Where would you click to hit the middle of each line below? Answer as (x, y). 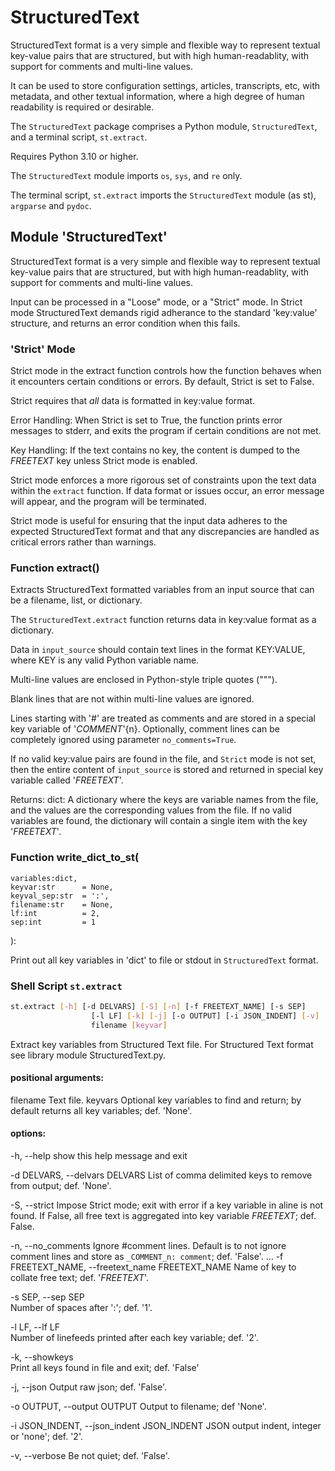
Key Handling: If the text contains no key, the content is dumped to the (155, 450)
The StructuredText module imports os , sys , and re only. (126, 175)
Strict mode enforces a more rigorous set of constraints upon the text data (163, 480)
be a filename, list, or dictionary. (76, 600)
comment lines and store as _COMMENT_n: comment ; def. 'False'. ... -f (147, 1256)
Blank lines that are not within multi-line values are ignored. (132, 699)
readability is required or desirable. (82, 107)
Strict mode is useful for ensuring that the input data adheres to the (149, 521)
